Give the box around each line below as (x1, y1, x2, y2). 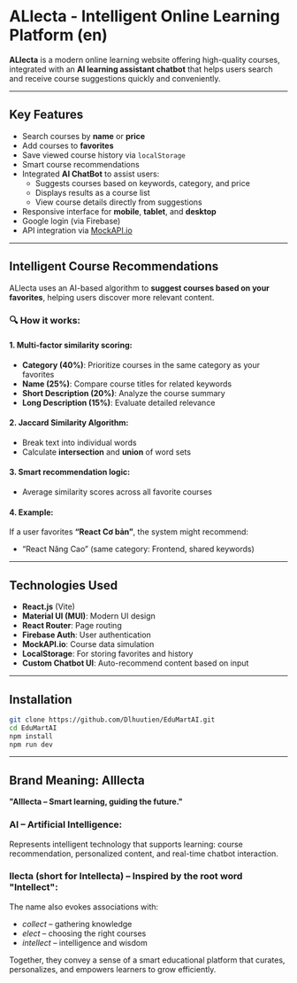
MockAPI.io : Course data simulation (21, 639, 155, 650)
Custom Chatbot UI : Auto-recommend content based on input (21, 658, 249, 668)
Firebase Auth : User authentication (21, 629, 152, 640)
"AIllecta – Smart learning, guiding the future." (9, 796, 183, 807)
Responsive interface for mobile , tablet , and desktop (21, 206, 217, 216)
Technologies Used (9, 578, 118, 593)
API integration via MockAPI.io (21, 224, 133, 236)
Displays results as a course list (34, 187, 150, 198)
